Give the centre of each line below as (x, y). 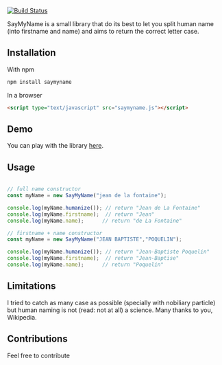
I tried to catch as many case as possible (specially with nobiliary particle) (111, 302)
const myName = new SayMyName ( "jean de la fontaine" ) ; (87, 196)
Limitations (32, 286)
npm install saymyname (39, 82)
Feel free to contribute (39, 355)
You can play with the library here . (56, 146)
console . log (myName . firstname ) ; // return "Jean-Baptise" (93, 258)
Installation (32, 53)
